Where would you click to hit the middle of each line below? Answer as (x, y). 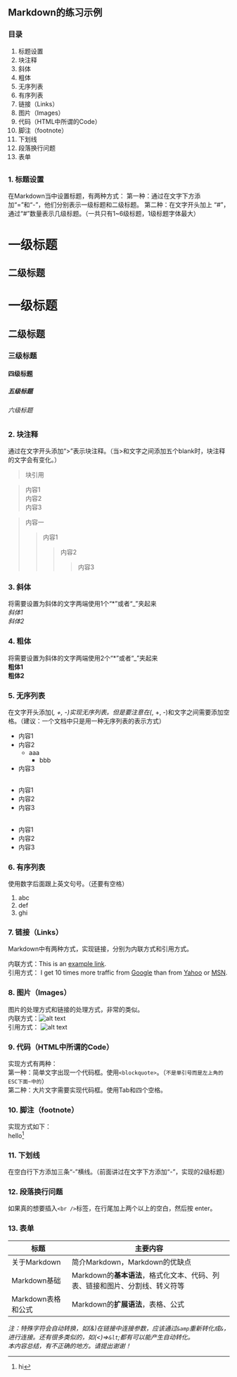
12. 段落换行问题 (36, 1192)
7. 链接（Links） (36, 932)
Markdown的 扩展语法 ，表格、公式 (128, 1304)
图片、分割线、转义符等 (146, 1286)
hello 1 (16, 1135)
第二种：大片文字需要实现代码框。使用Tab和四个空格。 (88, 1090)
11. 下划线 (24, 1155)
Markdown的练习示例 (55, 13)
